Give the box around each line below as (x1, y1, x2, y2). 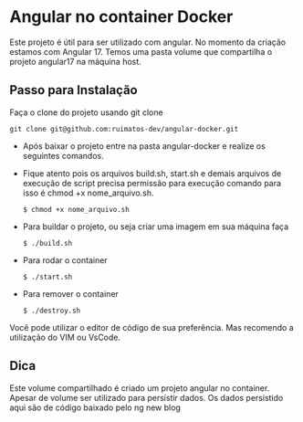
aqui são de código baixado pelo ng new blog (9, 402, 181, 413)
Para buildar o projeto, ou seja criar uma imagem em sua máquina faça (22, 221, 289, 232)
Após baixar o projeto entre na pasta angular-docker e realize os (22, 140, 266, 152)
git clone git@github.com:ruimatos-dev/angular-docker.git (9, 124, 239, 133)
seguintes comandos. (22, 150, 104, 161)
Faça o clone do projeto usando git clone (9, 107, 163, 118)
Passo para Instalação (9, 82, 139, 98)
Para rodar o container (22, 254, 108, 266)
